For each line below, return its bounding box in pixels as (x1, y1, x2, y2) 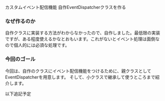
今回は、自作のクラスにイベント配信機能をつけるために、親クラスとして (5, 68, 152, 74)
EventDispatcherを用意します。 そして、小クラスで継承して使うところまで (5, 74, 156, 80)
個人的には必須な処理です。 (13, 42, 70, 48)
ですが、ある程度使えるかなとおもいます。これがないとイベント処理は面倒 (5, 36, 156, 42)
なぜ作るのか (5, 18, 36, 25)
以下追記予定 (5, 91, 31, 97)
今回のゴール (5, 56, 36, 63)
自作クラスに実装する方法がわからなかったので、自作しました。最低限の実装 (5, 30, 161, 36)
